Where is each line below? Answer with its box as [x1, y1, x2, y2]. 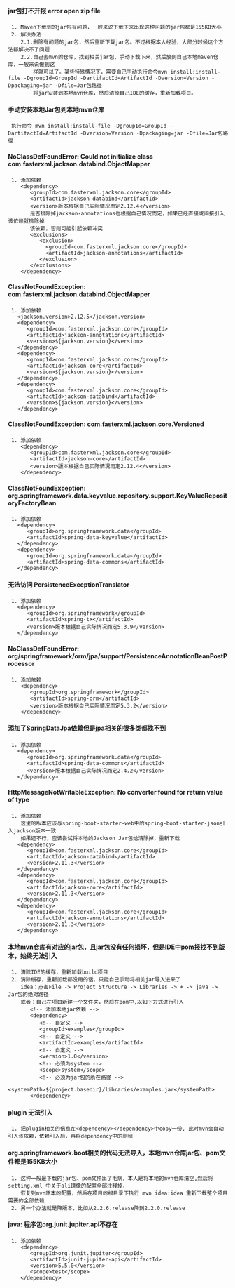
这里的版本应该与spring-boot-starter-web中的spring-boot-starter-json [20, 820, 220, 828]
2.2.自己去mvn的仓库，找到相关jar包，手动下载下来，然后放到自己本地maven [20, 53, 213, 61]
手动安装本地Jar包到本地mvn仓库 [8, 105, 104, 114]
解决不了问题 [17, 46, 50, 53]
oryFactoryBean [8, 498, 57, 507]
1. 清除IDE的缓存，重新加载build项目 [10, 969, 108, 976]
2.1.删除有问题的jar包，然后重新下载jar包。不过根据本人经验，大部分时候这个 [20, 39, 219, 46]
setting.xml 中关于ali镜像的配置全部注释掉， [8, 1182, 128, 1189]
